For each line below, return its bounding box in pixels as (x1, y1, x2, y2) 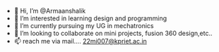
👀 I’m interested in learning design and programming (13, 14, 167, 22)
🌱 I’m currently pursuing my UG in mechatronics (13, 22, 154, 30)
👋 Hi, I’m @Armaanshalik (13, 7, 86, 15)
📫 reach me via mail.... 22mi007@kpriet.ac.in (13, 37, 147, 45)
